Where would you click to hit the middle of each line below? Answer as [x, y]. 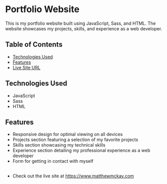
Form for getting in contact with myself [53, 161]
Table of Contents [34, 45]
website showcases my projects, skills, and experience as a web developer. [84, 28]
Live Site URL [26, 67]
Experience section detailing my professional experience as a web [81, 151]
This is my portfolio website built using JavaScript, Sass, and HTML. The [80, 23]
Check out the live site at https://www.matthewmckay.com [73, 176]
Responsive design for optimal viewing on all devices [68, 134]
